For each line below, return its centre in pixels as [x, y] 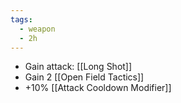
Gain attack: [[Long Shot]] [78, 67]
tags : [21, 19]
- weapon [37, 29]
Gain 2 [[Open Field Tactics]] [84, 77]
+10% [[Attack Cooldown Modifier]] [98, 88]
